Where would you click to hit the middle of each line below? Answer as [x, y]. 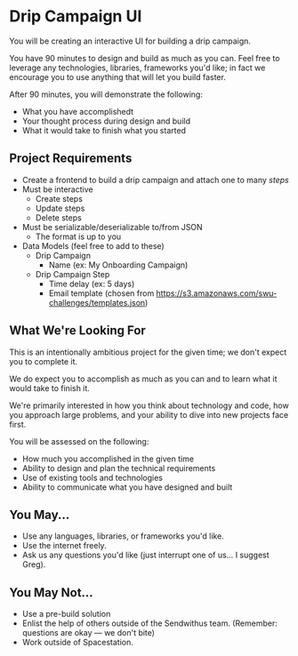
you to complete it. [44, 361]
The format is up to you [78, 236]
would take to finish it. [50, 388]
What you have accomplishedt [78, 111]
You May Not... [51, 592]
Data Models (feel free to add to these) [93, 245]
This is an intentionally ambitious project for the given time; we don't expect [148, 352]
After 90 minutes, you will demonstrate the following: [106, 94]
